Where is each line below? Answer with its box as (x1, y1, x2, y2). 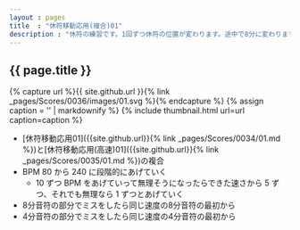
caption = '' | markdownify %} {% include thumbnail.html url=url (9, 105, 246, 116)
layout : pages (9, 12, 66, 22)
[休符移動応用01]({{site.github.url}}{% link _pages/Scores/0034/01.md (21, 133, 281, 144)
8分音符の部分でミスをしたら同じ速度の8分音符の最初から (21, 200, 237, 210)
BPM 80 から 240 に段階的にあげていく (21, 167, 167, 177)
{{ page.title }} (9, 62, 92, 78)
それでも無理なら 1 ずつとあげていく (51, 189, 185, 200)
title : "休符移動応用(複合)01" (9, 21, 123, 30)
